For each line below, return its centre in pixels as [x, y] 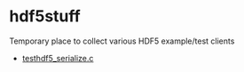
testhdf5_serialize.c [58, 58]
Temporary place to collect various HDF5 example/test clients [122, 41]
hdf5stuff [45, 16]
